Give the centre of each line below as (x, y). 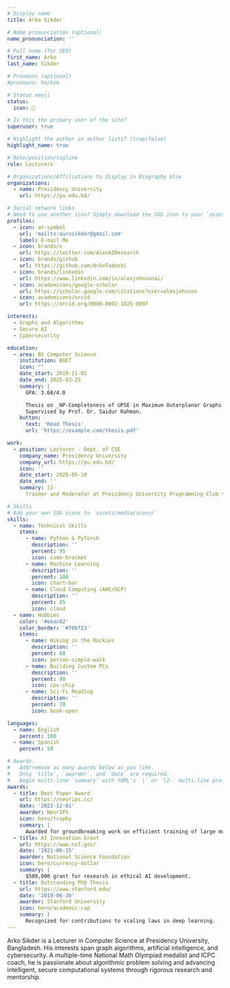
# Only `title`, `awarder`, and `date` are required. (88, 774)
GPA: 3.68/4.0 (46, 392)
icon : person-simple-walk (69, 660)
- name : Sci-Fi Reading (59, 692)
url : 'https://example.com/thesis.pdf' (82, 431)
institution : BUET (46, 361)
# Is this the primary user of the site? (67, 120)
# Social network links (41, 208)
